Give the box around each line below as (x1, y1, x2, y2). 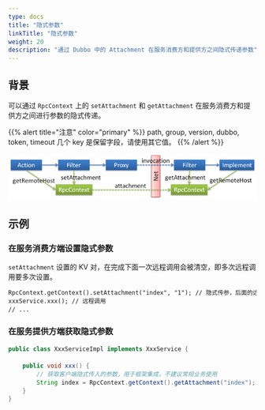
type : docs (8, 13, 44, 21)
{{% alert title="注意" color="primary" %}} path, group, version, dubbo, (8, 127, 240, 137)
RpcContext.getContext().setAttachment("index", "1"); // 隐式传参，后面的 (8, 289, 254, 297)
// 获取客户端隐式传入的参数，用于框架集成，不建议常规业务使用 (36, 370, 218, 378)
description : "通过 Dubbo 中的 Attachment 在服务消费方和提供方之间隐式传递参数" (8, 46, 258, 55)
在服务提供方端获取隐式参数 (8, 325, 114, 337)
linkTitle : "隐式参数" (8, 29, 78, 37)
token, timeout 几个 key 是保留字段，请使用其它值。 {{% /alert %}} (8, 137, 224, 146)
